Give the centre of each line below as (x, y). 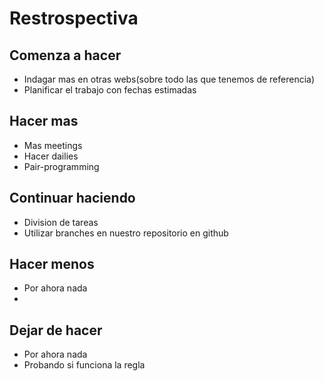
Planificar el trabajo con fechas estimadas (110, 90)
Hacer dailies (51, 156)
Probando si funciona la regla (84, 365)
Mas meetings (53, 145)
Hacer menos (52, 264)
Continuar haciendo (72, 198)
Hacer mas (44, 121)
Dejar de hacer (56, 330)
